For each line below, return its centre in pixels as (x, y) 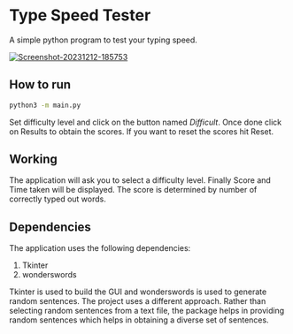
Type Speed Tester (80, 15)
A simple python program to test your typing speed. (103, 40)
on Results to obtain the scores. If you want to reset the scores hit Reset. (142, 131)
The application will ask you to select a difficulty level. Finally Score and (140, 180)
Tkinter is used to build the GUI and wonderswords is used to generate (138, 292)
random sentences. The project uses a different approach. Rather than (138, 301)
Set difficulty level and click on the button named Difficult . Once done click (146, 122)
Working (33, 159)
